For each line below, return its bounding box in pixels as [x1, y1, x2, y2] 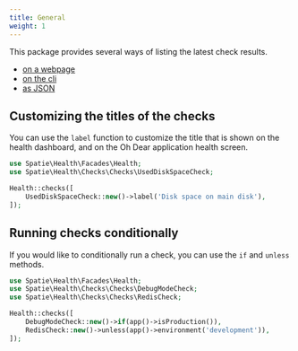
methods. [9, 259, 45, 269]
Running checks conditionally [9, 225, 179, 241]
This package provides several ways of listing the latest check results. [9, 46, 268, 57]
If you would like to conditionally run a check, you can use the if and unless [9, 249, 290, 260]
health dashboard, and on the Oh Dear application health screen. [9, 142, 249, 153]
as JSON [21, 83, 55, 93]
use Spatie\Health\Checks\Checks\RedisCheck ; [9, 293, 182, 302]
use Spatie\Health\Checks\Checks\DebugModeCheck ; [9, 285, 199, 294]
